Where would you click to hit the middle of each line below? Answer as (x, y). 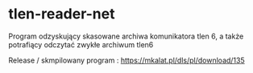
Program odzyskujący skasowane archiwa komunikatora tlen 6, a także (126, 36)
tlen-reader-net (62, 14)
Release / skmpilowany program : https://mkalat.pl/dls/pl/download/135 (127, 60)
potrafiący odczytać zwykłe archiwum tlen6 (81, 44)
